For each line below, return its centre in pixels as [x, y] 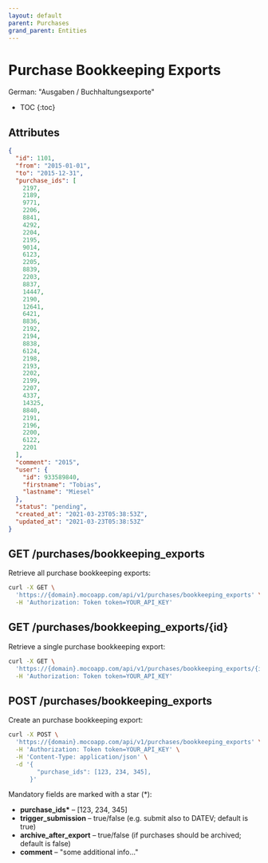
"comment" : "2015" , [48, 462]
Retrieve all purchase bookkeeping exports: [80, 573]
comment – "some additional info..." [79, 852]
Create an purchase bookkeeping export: [76, 720]
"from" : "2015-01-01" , [53, 166]
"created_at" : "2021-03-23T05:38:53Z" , [82, 514]
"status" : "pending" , [51, 507]
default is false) [45, 844]
